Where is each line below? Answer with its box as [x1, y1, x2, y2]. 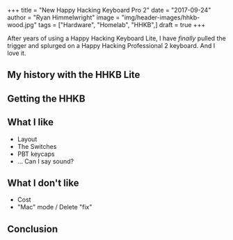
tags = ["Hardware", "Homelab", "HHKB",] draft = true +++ [38, 21, 206, 29]
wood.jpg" [7, 21, 37, 29]
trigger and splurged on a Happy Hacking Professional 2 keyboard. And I [7, 42, 216, 49]
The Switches [17, 142, 57, 150]
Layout [17, 135, 38, 143]
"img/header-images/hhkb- [121, 13, 200, 22]
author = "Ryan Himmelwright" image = [7, 13, 120, 22]
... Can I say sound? [17, 157, 74, 166]
